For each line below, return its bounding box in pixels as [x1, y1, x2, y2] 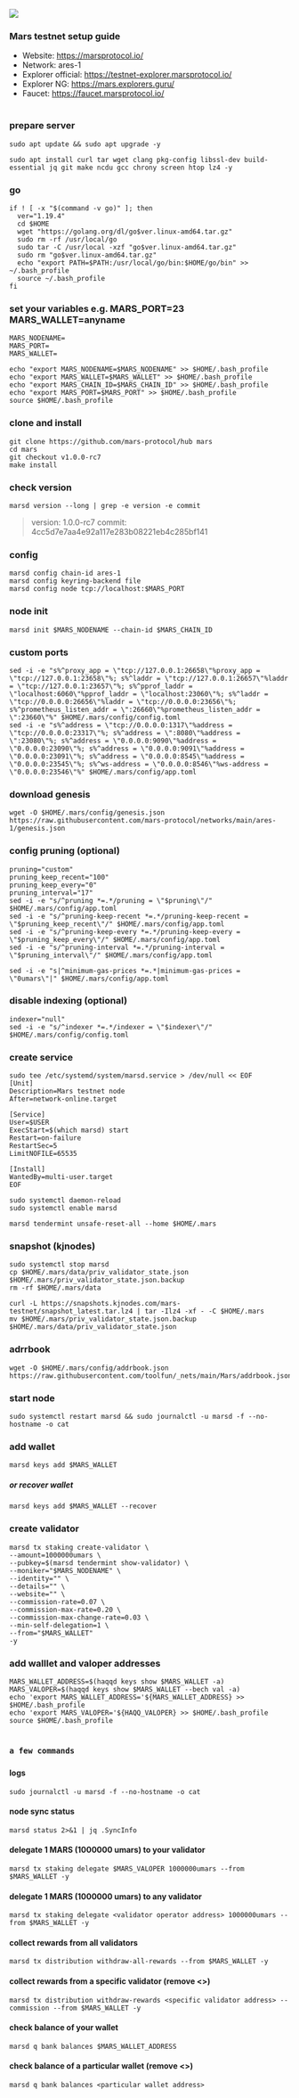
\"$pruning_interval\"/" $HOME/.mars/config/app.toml [9, 950, 214, 960]
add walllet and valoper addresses [9, 1657, 161, 1669]
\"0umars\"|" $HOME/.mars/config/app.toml [9, 974, 169, 983]
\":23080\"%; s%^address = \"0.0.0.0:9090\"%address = [9, 736, 217, 745]
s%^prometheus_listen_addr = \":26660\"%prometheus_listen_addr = [9, 705, 261, 714]
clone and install [9, 417, 82, 430]
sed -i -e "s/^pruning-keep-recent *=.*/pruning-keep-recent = [9, 912, 249, 921]
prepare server [9, 119, 76, 132]
